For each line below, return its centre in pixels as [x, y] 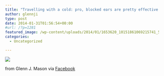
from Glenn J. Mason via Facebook [40, 68]
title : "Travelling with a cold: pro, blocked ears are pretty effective [82, 9]
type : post [16, 19]
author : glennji [21, 14]
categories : [17, 37]
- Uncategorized [26, 41]
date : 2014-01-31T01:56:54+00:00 [39, 23]
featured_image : [21, 32]
